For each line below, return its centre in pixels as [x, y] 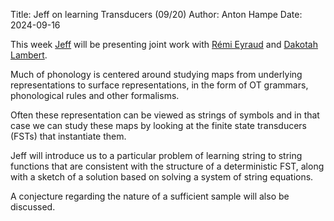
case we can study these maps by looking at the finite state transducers [158, 125]
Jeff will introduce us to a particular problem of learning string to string [156, 155]
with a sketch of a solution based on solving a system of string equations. [162, 177]
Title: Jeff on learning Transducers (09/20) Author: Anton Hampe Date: [156, 14]
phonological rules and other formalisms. [95, 95]
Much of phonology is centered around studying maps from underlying [156, 74]
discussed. [33, 207]
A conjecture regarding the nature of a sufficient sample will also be [150, 196]
